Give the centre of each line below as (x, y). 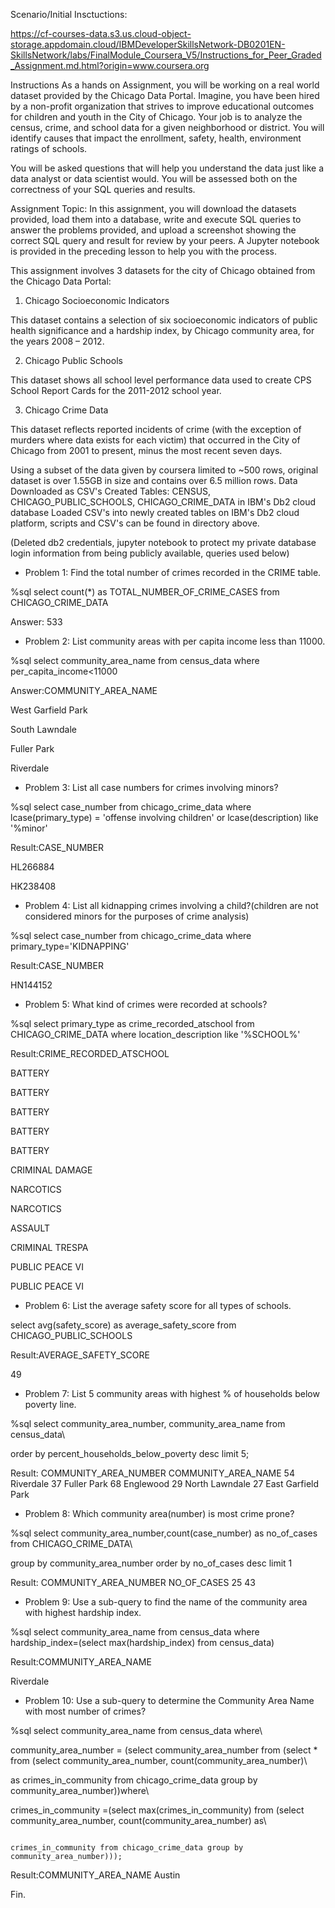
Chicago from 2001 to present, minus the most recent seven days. (146, 450)
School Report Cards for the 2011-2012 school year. (116, 390)
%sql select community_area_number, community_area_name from (148, 1423)
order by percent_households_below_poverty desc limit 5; (130, 1453)
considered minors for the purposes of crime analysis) (137, 916)
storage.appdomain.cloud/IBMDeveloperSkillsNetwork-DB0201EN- (148, 44)
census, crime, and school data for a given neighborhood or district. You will (167, 127)
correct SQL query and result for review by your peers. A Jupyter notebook (165, 240)
